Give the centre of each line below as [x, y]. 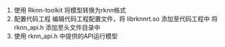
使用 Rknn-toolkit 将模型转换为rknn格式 [70, 10]
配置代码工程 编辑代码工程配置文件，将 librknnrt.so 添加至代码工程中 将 [116, 19]
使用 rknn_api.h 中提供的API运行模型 [66, 36]
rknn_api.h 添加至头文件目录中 [57, 27]
